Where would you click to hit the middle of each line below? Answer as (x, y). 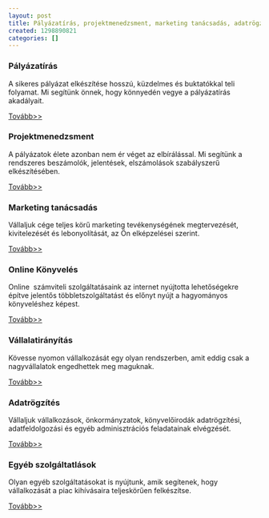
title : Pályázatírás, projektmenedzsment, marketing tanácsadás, (119, 23)
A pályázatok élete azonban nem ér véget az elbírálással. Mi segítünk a (125, 154)
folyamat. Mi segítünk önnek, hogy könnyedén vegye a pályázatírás (119, 92)
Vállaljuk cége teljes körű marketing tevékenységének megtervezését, (123, 225)
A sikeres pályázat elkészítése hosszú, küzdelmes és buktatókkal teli (122, 83)
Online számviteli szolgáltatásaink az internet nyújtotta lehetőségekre (123, 287)
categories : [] (34, 38)
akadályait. (26, 100)
